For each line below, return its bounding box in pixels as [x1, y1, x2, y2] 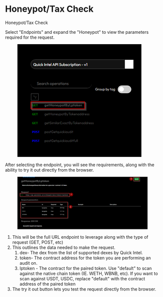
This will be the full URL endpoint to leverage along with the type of [12, 234, 149, 240]
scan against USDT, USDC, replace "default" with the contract [19, 275, 145, 281]
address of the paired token [19, 281, 76, 287]
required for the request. [5, 34, 55, 40]
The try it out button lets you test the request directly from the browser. [12, 286, 156, 292]
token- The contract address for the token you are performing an [19, 255, 151, 261]
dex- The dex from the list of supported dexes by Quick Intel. [19, 249, 143, 255]
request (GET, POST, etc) [12, 239, 64, 245]
